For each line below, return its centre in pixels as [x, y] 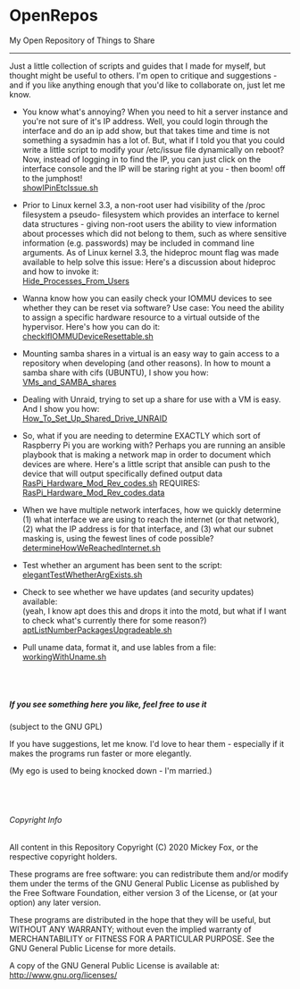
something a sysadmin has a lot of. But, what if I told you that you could [154, 140]
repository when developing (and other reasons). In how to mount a [146, 363]
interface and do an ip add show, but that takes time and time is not [146, 130]
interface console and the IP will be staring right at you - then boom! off [154, 168]
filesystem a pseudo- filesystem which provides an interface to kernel [150, 214]
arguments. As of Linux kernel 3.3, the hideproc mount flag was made [150, 252]
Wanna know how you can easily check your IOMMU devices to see [147, 298]
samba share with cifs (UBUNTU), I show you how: [115, 373]
